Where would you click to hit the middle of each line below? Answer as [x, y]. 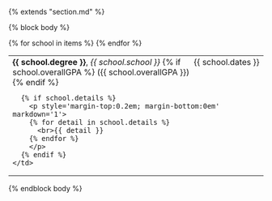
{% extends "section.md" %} [57, 12]
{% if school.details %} [68, 98]
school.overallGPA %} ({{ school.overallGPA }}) [101, 72]
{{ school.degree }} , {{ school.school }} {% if [97, 62]
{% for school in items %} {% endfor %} [75, 43]
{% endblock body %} [45, 188]
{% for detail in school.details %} [100, 122]
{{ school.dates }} [227, 62]
